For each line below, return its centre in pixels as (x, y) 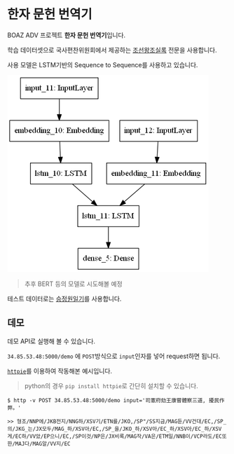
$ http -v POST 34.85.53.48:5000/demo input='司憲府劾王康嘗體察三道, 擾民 (113, 400)
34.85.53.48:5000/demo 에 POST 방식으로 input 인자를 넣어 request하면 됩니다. (114, 356)
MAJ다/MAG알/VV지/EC (43, 443)
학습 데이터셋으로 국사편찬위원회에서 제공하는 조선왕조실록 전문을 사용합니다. (112, 50)
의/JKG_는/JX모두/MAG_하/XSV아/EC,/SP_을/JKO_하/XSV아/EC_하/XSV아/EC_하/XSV (115, 429)
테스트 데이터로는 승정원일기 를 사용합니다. (64, 298)
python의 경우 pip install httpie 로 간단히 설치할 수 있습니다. (111, 385)
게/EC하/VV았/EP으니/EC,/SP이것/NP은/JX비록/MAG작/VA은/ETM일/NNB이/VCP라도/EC (115, 436)
